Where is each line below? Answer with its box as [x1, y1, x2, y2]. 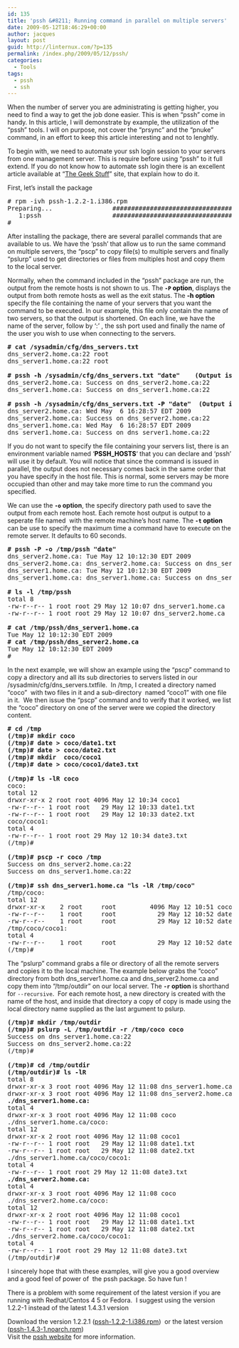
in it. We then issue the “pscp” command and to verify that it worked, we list [7, 696, 231, 704]
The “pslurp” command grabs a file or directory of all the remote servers [7, 959, 219, 968]
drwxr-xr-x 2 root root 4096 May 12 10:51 [7, 903, 214, 911]
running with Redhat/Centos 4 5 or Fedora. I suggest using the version [7, 1296, 216, 1305]
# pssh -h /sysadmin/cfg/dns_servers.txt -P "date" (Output [7, 400, 225, 408]
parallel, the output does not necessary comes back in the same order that [7, 465, 226, 473]
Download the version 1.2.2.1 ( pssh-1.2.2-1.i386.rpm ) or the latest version [7, 1317, 223, 1326]
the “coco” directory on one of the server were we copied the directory [7, 704, 216, 712]
